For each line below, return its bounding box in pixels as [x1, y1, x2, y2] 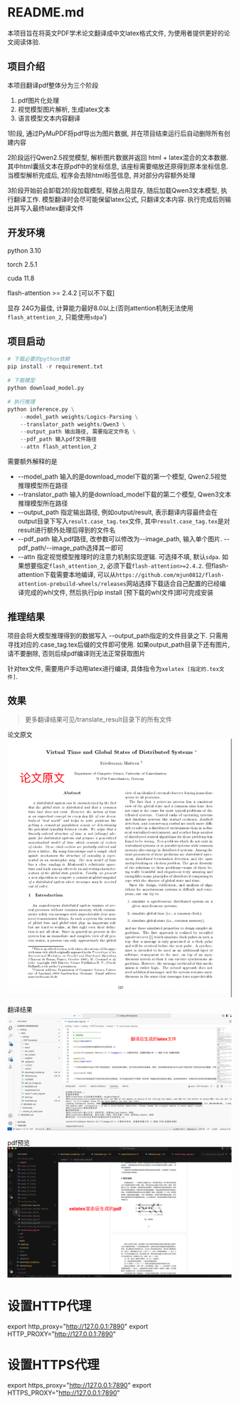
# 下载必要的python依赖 [7, 356, 70, 363]
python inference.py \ [7, 406, 75, 413]
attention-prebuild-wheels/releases [17, 580, 127, 588]
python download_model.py [7, 384, 84, 391]
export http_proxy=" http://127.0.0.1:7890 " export [7, 1322, 149, 1331]
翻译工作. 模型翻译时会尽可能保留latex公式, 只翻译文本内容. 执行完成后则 [13, 195, 225, 203]
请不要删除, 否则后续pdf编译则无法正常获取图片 [7, 649, 146, 657]
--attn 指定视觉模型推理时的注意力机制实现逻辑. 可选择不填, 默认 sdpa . [17, 553, 221, 560]
